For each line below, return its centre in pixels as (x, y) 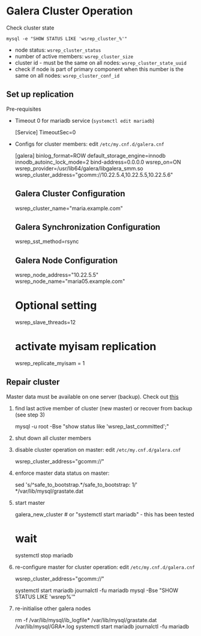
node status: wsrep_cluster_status (58, 50)
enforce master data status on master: (62, 473)
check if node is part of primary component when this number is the (99, 69)
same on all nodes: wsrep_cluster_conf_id (67, 75)
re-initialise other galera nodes (53, 608)
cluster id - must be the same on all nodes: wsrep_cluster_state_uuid (101, 63)
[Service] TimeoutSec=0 (45, 132)
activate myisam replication (85, 347)
